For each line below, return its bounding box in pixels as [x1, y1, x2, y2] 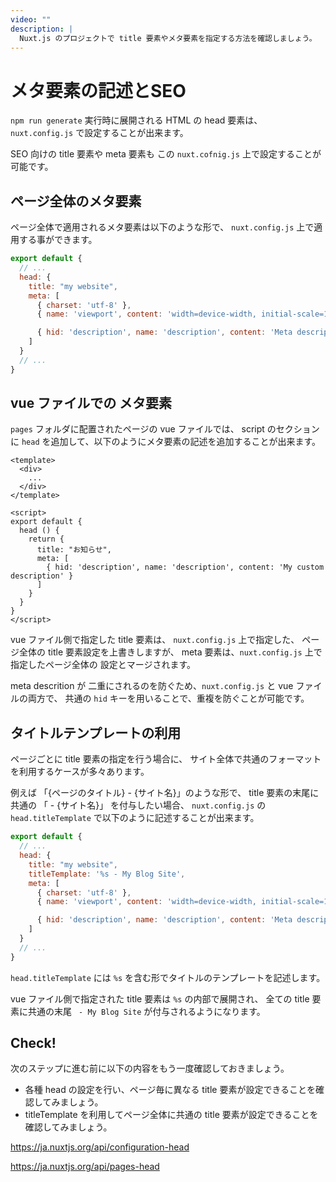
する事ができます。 [18, 234, 98, 246]
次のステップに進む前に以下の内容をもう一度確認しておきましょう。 [10, 1062, 290, 1075]
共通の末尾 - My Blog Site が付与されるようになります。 [27, 1005, 266, 1017]
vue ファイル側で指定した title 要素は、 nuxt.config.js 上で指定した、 [10, 634, 300, 646]
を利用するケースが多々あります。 [10, 766, 150, 778]
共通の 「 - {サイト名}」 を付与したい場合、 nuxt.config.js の [10, 799, 267, 811]
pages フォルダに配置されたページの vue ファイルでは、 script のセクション [10, 423, 320, 435]
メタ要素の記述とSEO [10, 79, 187, 102]
